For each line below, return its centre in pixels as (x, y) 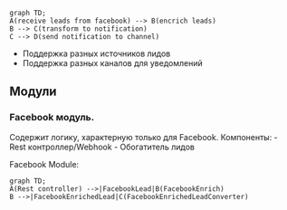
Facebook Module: (44, 164)
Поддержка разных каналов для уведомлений (113, 63)
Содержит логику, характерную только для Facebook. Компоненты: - (143, 137)
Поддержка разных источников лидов (96, 53)
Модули (33, 92)
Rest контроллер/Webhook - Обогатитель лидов (102, 147)
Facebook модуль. (52, 118)
